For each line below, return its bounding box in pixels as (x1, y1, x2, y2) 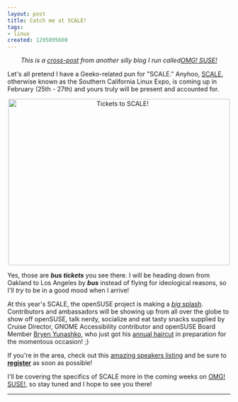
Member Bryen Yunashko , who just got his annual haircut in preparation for (7, 330, 227, 338)
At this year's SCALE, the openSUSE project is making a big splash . (7, 300, 204, 309)
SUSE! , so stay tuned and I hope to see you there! (7, 380, 152, 389)
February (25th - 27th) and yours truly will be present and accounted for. (7, 85, 220, 93)
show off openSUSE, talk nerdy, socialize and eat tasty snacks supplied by (7, 315, 225, 323)
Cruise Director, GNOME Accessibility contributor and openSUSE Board (7, 323, 216, 331)
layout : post (7, 10, 46, 18)
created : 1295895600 (7, 37, 69, 44)
